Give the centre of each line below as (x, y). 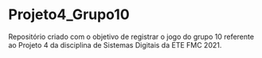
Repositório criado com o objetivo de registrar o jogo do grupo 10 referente (131, 37)
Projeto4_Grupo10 (69, 15)
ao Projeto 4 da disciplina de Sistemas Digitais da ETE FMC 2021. (115, 44)
